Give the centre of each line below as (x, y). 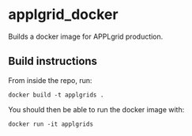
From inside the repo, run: (50, 80)
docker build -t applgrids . (56, 95)
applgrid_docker (63, 15)
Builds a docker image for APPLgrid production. (86, 36)
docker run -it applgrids (51, 124)
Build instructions (53, 61)
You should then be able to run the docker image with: (96, 109)
